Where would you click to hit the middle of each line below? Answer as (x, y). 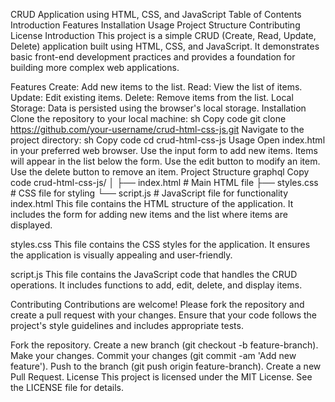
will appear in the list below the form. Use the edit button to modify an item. (165, 161)
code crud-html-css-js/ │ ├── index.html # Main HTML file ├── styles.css (164, 182)
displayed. (31, 225)
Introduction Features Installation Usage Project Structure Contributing (155, 25)
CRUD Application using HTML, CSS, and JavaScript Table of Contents (156, 14)
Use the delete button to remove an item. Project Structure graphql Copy (160, 172)
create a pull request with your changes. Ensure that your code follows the (164, 315)
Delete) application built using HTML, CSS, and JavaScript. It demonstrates (165, 46)
